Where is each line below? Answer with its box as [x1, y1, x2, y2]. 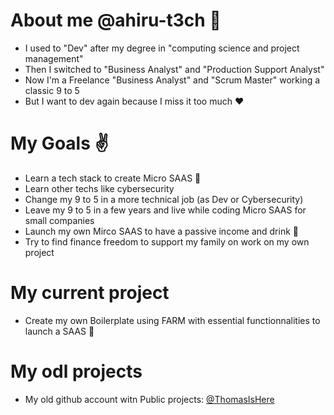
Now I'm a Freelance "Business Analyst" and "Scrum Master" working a [24, 74, 321, 86]
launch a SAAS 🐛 [24, 325, 95, 337]
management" [24, 52, 84, 64]
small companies [24, 214, 95, 226]
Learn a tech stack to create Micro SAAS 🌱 [24, 172, 202, 184]
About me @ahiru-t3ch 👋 [10, 9, 222, 32]
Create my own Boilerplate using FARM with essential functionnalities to [24, 314, 321, 326]
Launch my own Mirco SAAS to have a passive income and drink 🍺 [24, 225, 299, 237]
